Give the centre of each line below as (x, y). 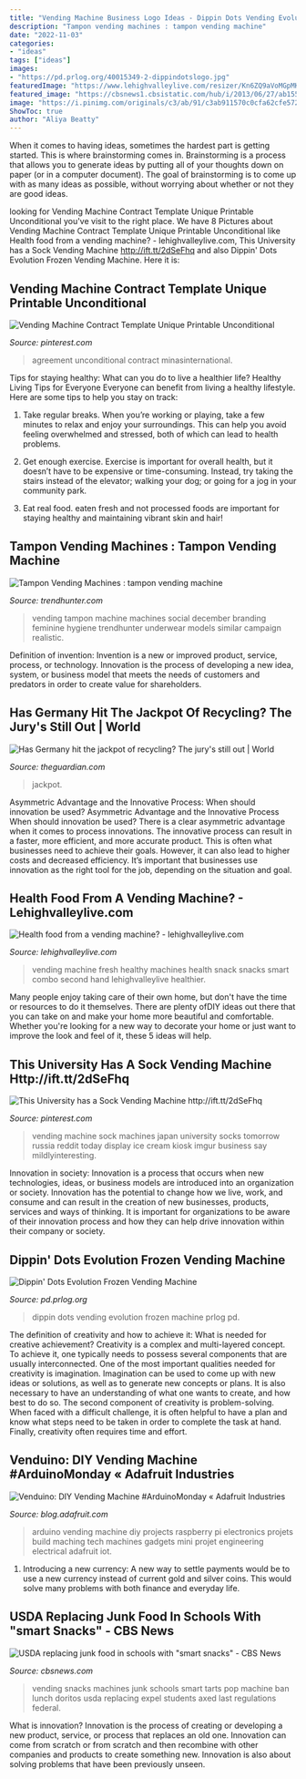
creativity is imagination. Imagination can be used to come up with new (143, 1373)
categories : (32, 43)
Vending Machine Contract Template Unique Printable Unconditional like (145, 231)
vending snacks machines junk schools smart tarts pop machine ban (160, 1688)
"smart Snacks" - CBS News (92, 1631)
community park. (55, 490)
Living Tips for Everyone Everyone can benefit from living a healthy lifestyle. (153, 387)
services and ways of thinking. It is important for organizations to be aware (150, 1212)
